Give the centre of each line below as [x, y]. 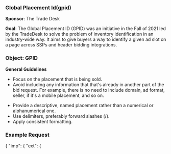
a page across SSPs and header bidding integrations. [61, 45]
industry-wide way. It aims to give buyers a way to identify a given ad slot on [86, 39]
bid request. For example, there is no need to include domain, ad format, [89, 90]
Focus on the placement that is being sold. [57, 79]
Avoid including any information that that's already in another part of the [88, 84]
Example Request [27, 135]
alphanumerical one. [34, 111]
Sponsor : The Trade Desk [33, 19]
